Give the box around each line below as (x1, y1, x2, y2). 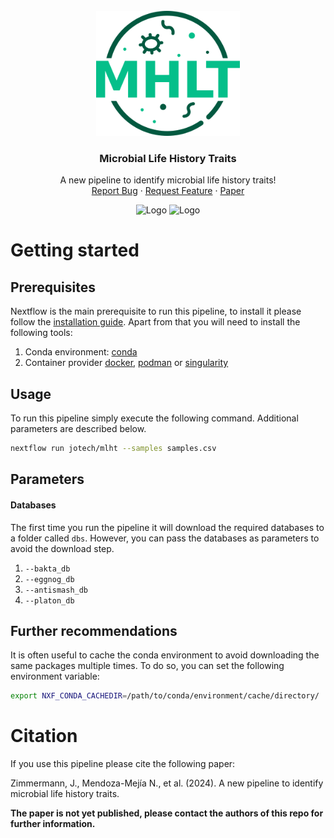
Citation (10, 725, 78, 748)
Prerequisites (10, 279, 96, 296)
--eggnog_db (24, 574, 75, 584)
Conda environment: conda (24, 346, 138, 358)
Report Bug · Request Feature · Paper (91, 185, 245, 197)
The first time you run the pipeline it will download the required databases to (10, 521, 325, 533)
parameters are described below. (10, 423, 147, 435)
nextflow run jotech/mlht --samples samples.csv (10, 444, 217, 454)
